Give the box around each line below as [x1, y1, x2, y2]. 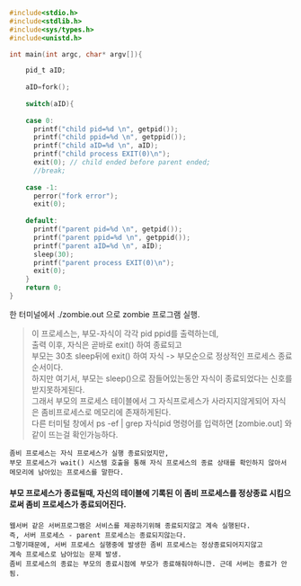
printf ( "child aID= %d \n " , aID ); [32, 141, 159, 150]
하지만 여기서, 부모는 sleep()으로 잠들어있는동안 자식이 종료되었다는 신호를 [31, 373, 293, 384]
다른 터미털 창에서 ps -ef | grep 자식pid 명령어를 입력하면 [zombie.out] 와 [31, 418, 292, 429]
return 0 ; [25, 283, 63, 292]
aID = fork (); [25, 83, 70, 92]
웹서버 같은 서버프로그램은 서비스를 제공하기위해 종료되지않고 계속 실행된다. [9, 521, 252, 530]
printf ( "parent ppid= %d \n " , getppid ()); [32, 233, 191, 242]
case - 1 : [25, 182, 58, 192]
